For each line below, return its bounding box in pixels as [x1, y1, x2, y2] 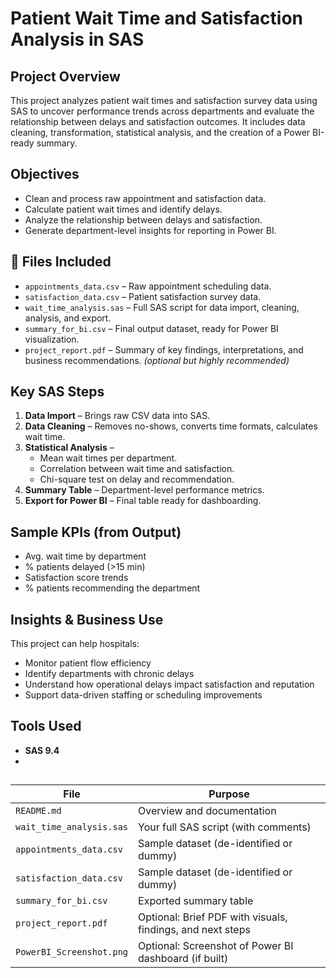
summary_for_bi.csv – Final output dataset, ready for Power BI [24, 322, 279, 334]
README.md [15, 805, 62, 817]
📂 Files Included [10, 253, 112, 271]
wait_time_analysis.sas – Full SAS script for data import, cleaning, [24, 301, 300, 313]
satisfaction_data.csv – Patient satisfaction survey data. [24, 290, 262, 302]
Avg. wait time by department [24, 550, 147, 562]
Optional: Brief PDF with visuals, [138, 910, 288, 924]
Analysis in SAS [10, 28, 145, 51]
